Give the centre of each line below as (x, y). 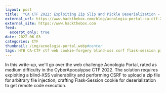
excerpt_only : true (30, 32)
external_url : (20, 19)
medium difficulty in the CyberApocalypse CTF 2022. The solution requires (82, 70)
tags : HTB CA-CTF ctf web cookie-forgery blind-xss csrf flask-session (80, 50)
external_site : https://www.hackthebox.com (51, 23)
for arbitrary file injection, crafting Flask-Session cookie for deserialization (81, 80)
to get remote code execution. (36, 85)
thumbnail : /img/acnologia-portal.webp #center (54, 46)
